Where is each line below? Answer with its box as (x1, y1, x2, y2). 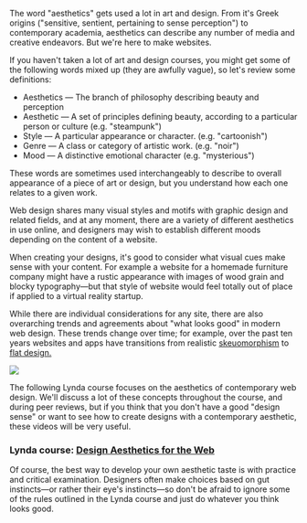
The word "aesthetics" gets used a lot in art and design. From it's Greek (9, 8, 280, 18)
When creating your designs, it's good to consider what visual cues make (9, 251, 286, 262)
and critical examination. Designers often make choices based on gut (9, 475, 270, 486)
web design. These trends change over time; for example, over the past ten (9, 328, 293, 338)
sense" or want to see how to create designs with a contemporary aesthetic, (9, 411, 297, 422)
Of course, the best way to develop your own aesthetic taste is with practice (9, 464, 297, 475)
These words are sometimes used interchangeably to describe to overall (9, 168, 282, 178)
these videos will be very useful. (9, 421, 132, 432)
